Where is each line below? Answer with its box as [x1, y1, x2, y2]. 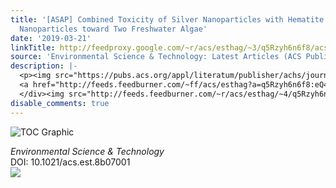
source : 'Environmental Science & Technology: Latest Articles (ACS [10, 52, 302, 62]
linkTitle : [10, 42, 56, 53]
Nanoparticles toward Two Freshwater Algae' [19, 24, 208, 34]
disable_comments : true [10, 98, 110, 108]
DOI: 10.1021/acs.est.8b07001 [10, 156, 131, 168]
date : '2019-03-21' [10, 33, 92, 43]
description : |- [10, 61, 78, 71]
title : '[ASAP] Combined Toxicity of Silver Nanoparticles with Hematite [10, 14, 325, 25]
